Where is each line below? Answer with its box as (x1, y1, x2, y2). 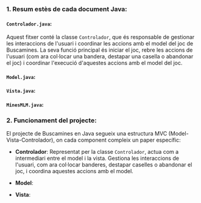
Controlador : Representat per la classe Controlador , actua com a (15, 148, 179, 156)
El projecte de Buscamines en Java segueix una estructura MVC (6, 130, 167, 137)
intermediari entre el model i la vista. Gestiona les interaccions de (15, 154, 180, 162)
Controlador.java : (6, 20, 52, 27)
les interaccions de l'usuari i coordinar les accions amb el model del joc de (6, 40, 194, 47)
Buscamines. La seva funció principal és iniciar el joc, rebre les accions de (6, 46, 193, 53)
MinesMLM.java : (6, 101, 44, 108)
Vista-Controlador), (6, 136, 55, 144)
